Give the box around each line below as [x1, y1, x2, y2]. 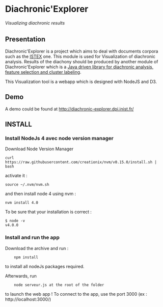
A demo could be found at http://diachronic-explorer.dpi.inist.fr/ [5, 106, 134, 112]
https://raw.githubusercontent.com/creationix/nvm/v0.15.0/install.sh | [5, 160, 157, 165]
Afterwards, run [5, 273, 37, 279]
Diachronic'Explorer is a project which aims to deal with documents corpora [5, 48, 159, 54]
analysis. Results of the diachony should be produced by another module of [5, 58, 159, 64]
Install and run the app [5, 234, 60, 241]
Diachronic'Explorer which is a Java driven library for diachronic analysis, [5, 64, 154, 70]
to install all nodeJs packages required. [5, 263, 84, 269]
